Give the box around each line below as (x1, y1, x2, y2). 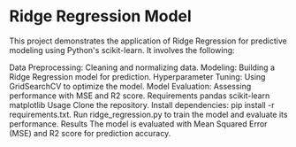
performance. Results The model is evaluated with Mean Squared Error (9, 118, 268, 129)
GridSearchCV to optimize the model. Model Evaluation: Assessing (9, 81, 252, 91)
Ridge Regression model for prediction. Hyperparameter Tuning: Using (9, 71, 266, 81)
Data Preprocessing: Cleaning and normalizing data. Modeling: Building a (9, 62, 276, 73)
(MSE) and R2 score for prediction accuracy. (9, 128, 171, 138)
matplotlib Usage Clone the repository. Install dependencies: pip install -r (9, 99, 275, 110)
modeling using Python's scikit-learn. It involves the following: (9, 44, 236, 55)
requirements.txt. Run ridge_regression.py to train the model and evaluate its (9, 109, 288, 120)
